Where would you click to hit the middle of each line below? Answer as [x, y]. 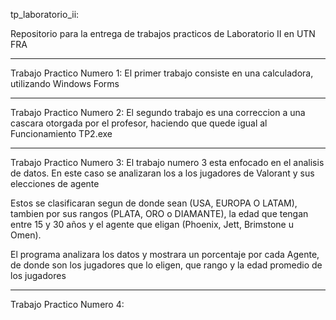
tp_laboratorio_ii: [45, 14]
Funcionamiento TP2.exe [61, 133]
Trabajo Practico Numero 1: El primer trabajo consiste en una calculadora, [162, 73]
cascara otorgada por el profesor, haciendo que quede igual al [139, 123]
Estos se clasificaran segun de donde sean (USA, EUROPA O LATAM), [154, 203]
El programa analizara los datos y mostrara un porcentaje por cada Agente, [165, 254]
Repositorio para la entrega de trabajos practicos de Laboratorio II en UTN [163, 33]
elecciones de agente [55, 183]
